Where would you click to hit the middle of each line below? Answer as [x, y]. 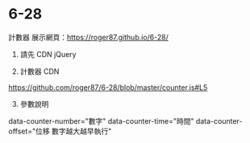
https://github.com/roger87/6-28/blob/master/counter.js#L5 [108, 87]
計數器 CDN [40, 71]
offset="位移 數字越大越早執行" [60, 131]
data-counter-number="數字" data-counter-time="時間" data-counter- [125, 121]
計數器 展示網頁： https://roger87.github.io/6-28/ [89, 37]
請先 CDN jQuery [48, 54]
